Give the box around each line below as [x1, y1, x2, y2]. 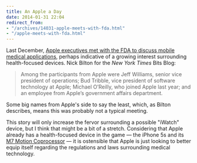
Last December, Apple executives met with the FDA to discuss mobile [6, 47, 175, 54]
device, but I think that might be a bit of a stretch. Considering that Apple [6, 125, 183, 132]
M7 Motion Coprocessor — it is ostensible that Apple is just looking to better [6, 138, 192, 145]
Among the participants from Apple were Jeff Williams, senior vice [20, 71, 182, 78]
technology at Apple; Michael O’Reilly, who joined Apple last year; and [20, 83, 191, 90]
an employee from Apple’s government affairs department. [20, 90, 163, 97]
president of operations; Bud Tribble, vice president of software [20, 77, 176, 84]
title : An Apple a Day [6, 8, 62, 15]
